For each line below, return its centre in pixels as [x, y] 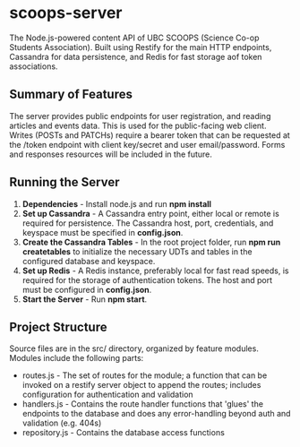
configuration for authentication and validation [108, 395]
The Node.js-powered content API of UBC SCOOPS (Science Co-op [134, 38]
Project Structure [58, 327]
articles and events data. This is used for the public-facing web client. [138, 125]
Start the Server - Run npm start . [85, 299]
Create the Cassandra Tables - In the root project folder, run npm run [151, 242]
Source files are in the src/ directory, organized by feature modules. [134, 348]
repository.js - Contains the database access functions [124, 433]
